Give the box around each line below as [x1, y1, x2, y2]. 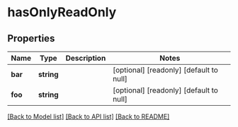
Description [65, 54, 106, 63]
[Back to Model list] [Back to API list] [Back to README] [7, 112, 170, 121]
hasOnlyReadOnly [7, 4, 117, 20]
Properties [7, 32, 55, 44]
